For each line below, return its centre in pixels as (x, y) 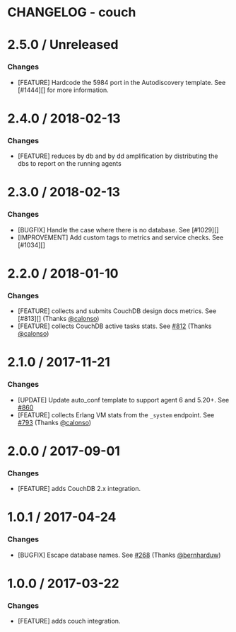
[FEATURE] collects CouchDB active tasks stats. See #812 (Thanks (114, 326)
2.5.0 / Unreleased (63, 45)
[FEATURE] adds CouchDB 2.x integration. (79, 489)
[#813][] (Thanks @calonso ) (58, 319)
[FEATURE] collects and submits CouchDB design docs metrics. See (117, 311)
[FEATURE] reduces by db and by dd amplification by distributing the (118, 156)
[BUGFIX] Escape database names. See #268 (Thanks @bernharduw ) (119, 555)
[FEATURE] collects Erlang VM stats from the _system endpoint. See (116, 414)
